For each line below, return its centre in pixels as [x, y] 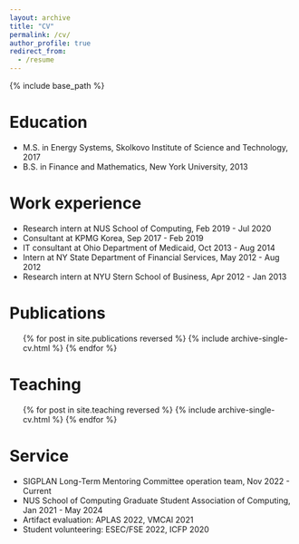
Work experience [76, 204]
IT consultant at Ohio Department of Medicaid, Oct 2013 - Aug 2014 [149, 248]
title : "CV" [32, 26]
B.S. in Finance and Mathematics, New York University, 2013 [135, 166]
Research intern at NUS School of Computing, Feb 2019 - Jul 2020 [147, 228]
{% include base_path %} [57, 86]
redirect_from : [38, 52]
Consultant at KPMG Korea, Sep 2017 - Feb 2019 [113, 238]
